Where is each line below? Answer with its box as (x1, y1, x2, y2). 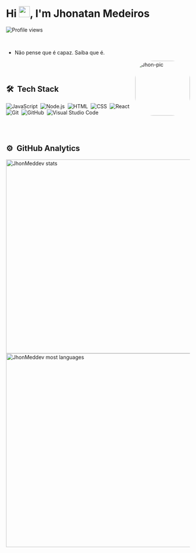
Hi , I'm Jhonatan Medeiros (6, 7, 150, 20)
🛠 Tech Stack (6, 84, 60, 94)
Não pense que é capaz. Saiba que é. (14, 49, 105, 56)
